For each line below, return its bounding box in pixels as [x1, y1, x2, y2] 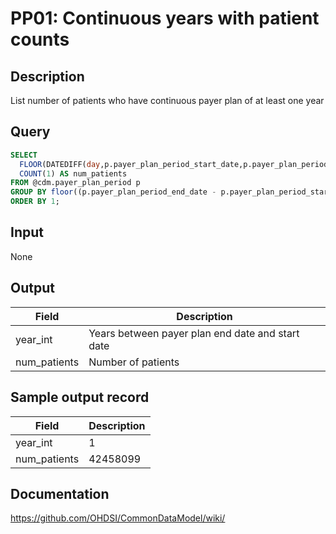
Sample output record [10, 389, 150, 406]
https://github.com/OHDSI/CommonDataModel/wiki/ [10, 512, 226, 524]
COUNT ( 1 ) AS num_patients [19, 168, 128, 179]
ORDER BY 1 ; [10, 197, 60, 207]
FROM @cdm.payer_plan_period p [10, 178, 141, 188]
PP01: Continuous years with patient [10, 7, 320, 30]
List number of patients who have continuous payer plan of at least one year [10, 95, 325, 106]
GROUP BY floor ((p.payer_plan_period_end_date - [10, 187, 217, 197]
